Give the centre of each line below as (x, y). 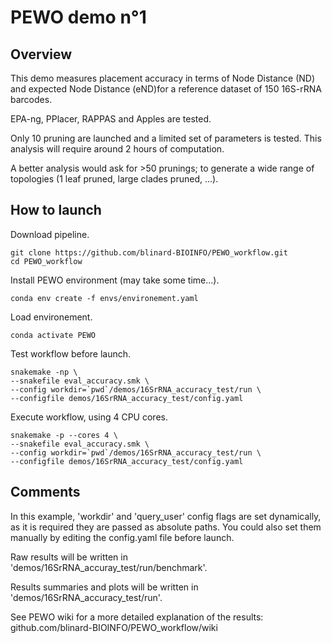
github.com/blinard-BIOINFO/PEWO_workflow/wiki (114, 627)
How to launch (56, 210)
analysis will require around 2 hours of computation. (117, 149)
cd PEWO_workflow (46, 261)
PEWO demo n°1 (78, 17)
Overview (41, 54)
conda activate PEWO (53, 335)
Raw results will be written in (69, 557)
